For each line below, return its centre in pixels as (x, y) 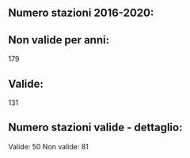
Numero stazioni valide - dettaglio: (95, 128)
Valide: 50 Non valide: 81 (49, 146)
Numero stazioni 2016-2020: (81, 13)
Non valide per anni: (59, 40)
